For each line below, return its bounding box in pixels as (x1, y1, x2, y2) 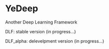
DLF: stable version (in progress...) (5, 28, 76, 34)
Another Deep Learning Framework (5, 19, 78, 25)
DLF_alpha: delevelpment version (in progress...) (5, 38, 105, 44)
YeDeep (5, 3, 38, 14)
